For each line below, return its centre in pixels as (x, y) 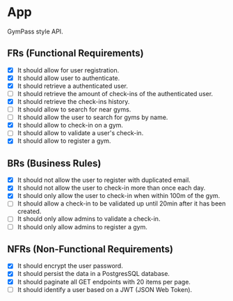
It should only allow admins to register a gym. (82, 226)
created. (29, 211)
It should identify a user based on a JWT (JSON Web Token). (105, 289)
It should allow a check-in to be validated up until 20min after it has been (121, 203)
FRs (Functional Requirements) (75, 53)
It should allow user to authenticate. (69, 78)
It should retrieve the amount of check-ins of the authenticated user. (115, 93)
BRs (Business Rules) (54, 163)
